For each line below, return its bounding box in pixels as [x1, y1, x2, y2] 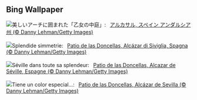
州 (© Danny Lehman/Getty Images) [6, 28, 94, 35]
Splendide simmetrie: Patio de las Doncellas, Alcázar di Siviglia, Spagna [12, 42, 188, 49]
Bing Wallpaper [6, 5, 64, 15]
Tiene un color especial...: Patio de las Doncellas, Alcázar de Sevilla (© [12, 81, 186, 88]
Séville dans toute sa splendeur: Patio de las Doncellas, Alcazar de [12, 61, 176, 68]
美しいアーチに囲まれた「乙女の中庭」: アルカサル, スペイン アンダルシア [12, 21, 191, 28]
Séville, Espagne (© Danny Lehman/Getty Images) [6, 68, 128, 75]
